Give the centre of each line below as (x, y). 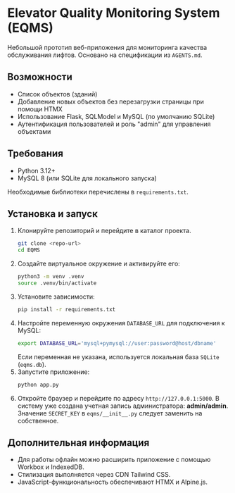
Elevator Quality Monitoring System (114, 13)
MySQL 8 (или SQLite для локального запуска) (87, 178)
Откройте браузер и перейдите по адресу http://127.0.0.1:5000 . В (118, 398)
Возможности (40, 77)
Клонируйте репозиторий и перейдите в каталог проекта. (104, 231)
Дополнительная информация (78, 443)
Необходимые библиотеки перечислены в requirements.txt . (98, 192)
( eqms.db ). (32, 364)
